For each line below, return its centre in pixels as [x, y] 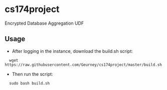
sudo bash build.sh [30, 83]
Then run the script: [32, 74]
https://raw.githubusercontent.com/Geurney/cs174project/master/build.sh [83, 65]
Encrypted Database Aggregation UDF [44, 23]
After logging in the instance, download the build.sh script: [72, 51]
